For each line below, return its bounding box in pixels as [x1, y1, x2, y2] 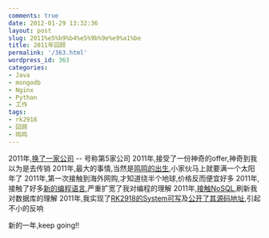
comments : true [8, 11, 59, 20]
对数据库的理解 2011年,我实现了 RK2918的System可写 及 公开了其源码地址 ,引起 [8, 193, 261, 203]
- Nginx [8, 85, 34, 94]
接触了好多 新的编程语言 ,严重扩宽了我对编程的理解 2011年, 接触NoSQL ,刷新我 [8, 183, 258, 192]
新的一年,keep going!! [8, 220, 80, 230]
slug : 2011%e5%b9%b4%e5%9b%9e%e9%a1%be [8, 34, 142, 42]
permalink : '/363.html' [8, 49, 88, 57]
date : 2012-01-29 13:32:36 [8, 19, 98, 27]
